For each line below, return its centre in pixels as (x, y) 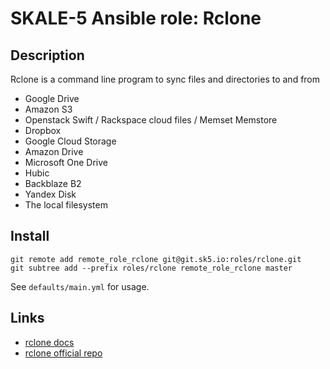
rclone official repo (63, 353)
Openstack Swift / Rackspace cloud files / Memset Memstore (151, 120)
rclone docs (49, 342)
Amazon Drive (54, 151)
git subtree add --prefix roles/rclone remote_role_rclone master (151, 268)
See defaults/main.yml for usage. (80, 286)
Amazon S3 (48, 109)
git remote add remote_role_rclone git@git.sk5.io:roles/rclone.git (156, 259)
